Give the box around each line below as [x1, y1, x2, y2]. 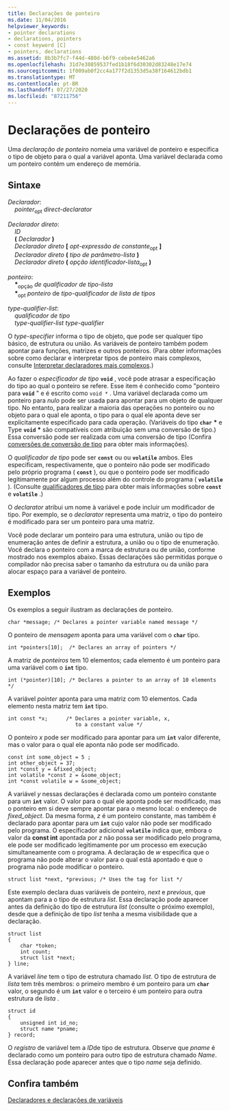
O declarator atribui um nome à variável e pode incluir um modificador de [8, 503, 215, 511]
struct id [8, 1007, 36, 1014]
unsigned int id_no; [20, 1019, 79, 1026]
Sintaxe [8, 180, 41, 191]
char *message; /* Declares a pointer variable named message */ [8, 619, 198, 625]
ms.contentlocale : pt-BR [8, 80, 79, 87]
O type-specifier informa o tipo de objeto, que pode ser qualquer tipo [8, 332, 204, 340]
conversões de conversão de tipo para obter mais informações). [8, 440, 189, 448]
